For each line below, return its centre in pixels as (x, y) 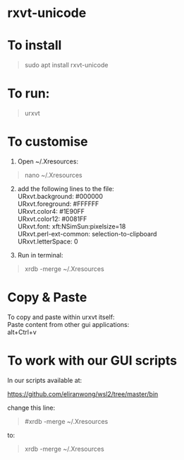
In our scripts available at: (45, 380)
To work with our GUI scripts (92, 361)
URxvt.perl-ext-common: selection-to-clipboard (87, 234)
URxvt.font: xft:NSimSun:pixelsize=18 (72, 226)
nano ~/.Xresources (53, 175)
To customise (48, 142)
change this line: (31, 408)
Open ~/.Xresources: (48, 161)
